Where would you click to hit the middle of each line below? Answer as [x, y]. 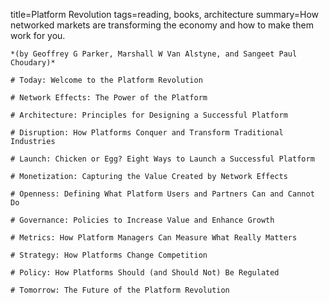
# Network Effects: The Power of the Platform [109, 98]
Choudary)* [33, 63]
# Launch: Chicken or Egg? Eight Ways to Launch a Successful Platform [162, 159]
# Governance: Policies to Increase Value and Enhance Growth [142, 220]
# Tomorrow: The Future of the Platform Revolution [120, 290]
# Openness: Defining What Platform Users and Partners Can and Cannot [162, 194]
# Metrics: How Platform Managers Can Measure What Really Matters [154, 238]
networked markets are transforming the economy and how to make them [162, 25]
